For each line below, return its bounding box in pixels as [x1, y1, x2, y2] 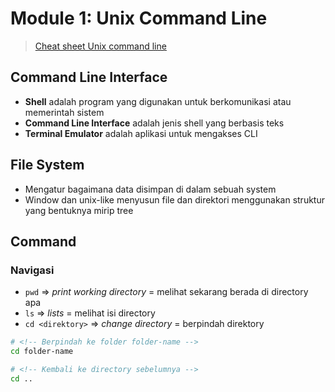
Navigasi [10, 263, 55, 277]
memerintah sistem [24, 106, 105, 118]
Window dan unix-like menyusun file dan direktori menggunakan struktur [24, 193, 325, 206]
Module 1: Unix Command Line [10, 7, 268, 30]
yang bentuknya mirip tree [24, 204, 134, 216]
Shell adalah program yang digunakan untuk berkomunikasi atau [24, 95, 292, 107]
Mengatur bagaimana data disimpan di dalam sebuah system [24, 183, 277, 195]
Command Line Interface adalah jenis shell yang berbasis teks [24, 117, 285, 129]
